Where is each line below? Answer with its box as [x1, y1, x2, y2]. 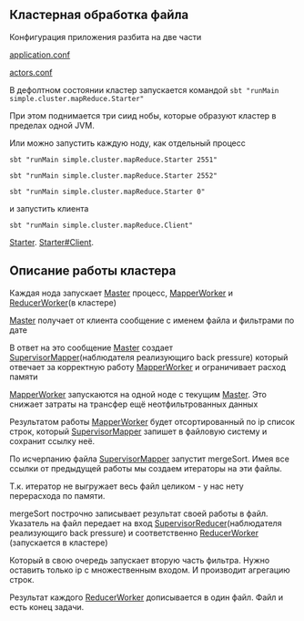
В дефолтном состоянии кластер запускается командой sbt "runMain [9, 84, 279, 95]
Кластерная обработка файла [9, 7, 189, 23]
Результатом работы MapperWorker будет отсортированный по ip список [9, 416, 296, 427]
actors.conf [9, 67, 53, 78]
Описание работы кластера [9, 264, 177, 279]
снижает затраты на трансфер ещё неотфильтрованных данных [9, 398, 258, 409]
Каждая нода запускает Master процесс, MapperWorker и [9, 287, 234, 298]
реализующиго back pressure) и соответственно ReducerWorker [9, 527, 259, 538]
